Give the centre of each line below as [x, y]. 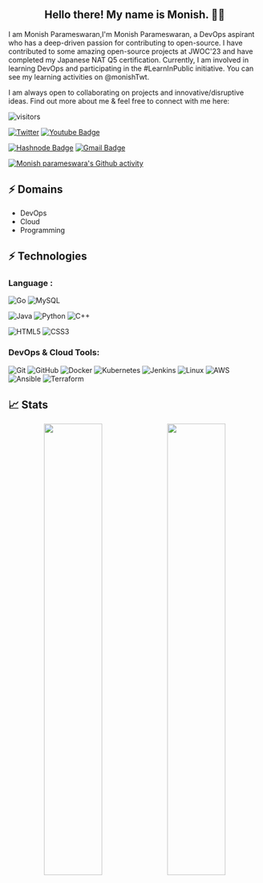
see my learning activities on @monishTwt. [79, 76]
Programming [42, 230]
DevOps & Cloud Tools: [54, 353]
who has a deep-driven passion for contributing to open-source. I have [125, 43]
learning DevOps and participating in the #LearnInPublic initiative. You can [131, 68]
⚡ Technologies [48, 257]
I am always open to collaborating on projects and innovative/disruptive [126, 92]
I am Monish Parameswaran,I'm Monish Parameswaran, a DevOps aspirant [131, 34]
